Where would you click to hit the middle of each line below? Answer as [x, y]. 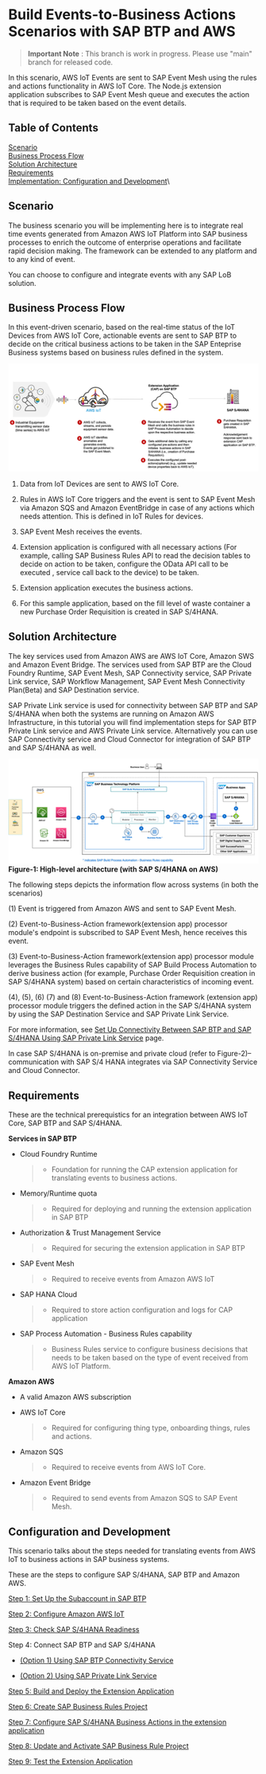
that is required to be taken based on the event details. [97, 103]
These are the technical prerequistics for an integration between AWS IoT [128, 1115]
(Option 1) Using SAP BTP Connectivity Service [96, 1660]
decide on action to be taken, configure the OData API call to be [124, 564]
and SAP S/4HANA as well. [52, 747]
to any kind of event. [42, 259]
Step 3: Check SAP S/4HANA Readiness [74, 1630]
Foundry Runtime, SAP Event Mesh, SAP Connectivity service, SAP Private [130, 673]
